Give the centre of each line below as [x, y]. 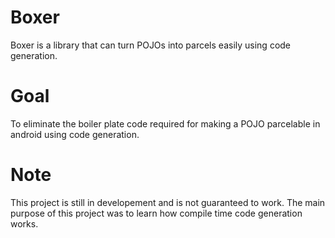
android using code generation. [75, 134]
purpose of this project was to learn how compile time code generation [156, 213]
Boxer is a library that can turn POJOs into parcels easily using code [151, 45]
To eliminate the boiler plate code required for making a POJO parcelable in [165, 123]
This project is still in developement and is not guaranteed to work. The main [168, 202]
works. [24, 223]
